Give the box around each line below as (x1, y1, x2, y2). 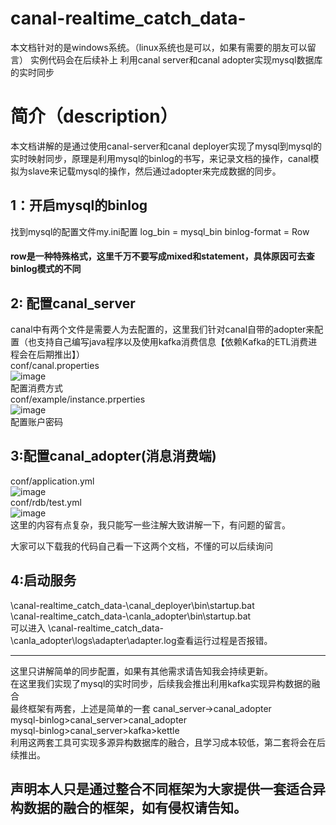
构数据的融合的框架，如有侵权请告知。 (10, 800, 247, 817)
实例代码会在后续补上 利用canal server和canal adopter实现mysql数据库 (29, 53, 323, 66)
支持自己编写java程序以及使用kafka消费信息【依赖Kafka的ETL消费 (36, 336, 309, 348)
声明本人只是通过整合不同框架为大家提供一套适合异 (10, 781, 326, 798)
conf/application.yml (10, 475, 95, 487)
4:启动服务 (10, 572, 77, 589)
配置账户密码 (10, 416, 63, 428)
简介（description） (10, 105, 178, 128)
